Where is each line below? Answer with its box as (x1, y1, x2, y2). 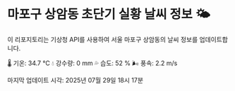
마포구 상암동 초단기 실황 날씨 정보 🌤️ (7, 6, 210, 22)
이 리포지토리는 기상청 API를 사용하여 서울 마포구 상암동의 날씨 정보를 (7, 35, 198, 43)
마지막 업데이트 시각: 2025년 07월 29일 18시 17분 (7, 76, 143, 84)
